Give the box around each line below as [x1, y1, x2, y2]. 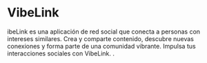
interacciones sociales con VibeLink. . [7, 49, 115, 58]
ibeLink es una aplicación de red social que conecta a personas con [7, 27, 201, 36]
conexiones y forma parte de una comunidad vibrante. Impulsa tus [7, 42, 196, 50]
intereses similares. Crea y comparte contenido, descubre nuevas [7, 34, 195, 42]
